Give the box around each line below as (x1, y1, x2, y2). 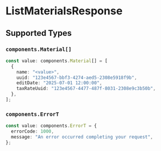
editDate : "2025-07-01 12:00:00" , (16, 80, 102, 86)
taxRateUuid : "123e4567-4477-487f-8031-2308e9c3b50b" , (16, 85, 156, 92)
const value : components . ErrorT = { (5, 123, 97, 129)
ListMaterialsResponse (5, 4, 123, 18)
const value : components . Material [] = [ (5, 58, 108, 64)
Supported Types (5, 28, 72, 38)
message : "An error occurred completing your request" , (11, 134, 153, 140)
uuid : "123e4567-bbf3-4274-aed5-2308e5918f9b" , (16, 75, 137, 81)
